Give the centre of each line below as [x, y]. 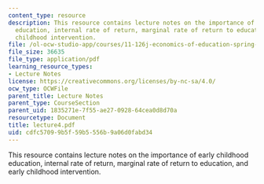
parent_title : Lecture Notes [56, 96]
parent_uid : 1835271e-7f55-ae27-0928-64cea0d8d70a [93, 111]
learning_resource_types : [50, 67]
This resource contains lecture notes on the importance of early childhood [128, 155]
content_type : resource [47, 15]
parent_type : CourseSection [54, 103]
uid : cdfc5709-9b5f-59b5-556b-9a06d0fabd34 [81, 132]
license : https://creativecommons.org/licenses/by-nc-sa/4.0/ [112, 81]
